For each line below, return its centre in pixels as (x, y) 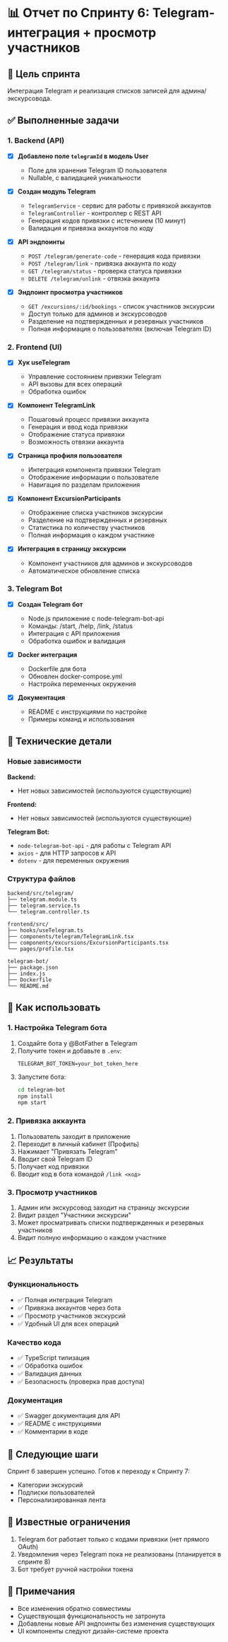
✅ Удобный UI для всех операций (68, 1323)
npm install (35, 1096)
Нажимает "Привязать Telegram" (67, 1151)
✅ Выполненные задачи (63, 120)
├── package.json (33, 968)
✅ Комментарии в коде (53, 1431)
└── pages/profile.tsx (41, 949)
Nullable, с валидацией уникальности (84, 177)
